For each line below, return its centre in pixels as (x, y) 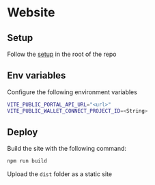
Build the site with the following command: (67, 149)
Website (31, 13)
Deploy (23, 132)
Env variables (37, 75)
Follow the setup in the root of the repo (62, 54)
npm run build (27, 161)
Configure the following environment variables (72, 92)
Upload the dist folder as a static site (60, 174)
